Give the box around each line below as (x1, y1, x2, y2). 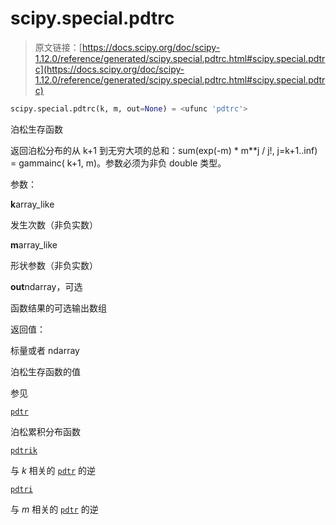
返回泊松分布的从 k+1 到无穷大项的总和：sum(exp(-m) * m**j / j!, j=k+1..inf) (10, 144, 318, 156)
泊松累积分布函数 (10, 425, 81, 437)
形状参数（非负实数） (10, 259, 98, 271)
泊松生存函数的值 (10, 365, 81, 377)
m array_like (10, 238, 58, 251)
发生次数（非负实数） (10, 218, 98, 231)
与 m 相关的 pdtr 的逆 (10, 503, 99, 515)
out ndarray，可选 (10, 280, 83, 292)
